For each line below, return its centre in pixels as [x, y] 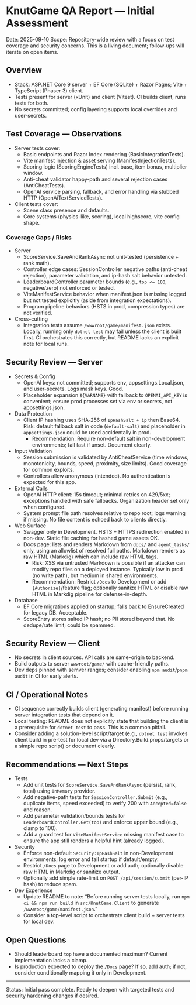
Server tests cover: [37, 148]
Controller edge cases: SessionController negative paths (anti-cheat [105, 269]
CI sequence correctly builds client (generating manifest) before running [101, 709]
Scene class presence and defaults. [66, 210]
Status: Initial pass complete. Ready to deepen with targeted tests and [90, 989]
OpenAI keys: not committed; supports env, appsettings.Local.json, [104, 382]
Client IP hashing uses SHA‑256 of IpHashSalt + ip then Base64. [101, 420]
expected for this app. [50, 482]
